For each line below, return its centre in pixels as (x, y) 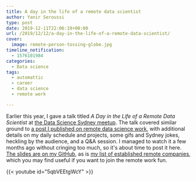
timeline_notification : (35, 50)
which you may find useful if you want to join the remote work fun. (87, 160)
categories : (21, 61)
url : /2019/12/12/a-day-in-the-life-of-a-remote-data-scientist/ (88, 34)
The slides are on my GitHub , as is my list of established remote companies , (98, 154)
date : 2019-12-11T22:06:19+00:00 (47, 28)
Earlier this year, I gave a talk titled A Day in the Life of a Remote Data (91, 116)
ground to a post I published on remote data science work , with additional (96, 128)
